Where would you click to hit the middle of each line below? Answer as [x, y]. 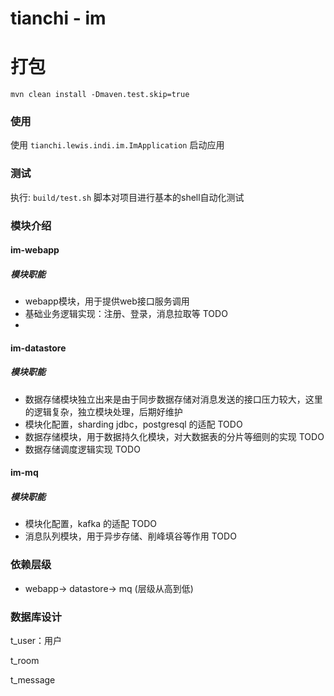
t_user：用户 [36, 640]
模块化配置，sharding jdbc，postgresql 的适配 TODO [133, 424]
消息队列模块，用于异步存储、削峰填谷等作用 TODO [130, 536]
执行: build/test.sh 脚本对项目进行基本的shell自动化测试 [127, 197]
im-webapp [35, 250]
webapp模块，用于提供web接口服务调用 [107, 301]
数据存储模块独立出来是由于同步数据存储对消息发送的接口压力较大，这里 [173, 399]
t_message [33, 679]
